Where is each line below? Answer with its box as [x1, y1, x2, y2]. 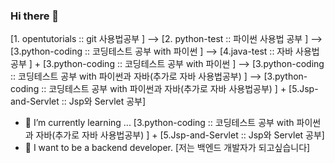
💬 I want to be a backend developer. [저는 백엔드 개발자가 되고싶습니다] [24, 142, 311, 154]
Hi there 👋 [10, 9, 60, 23]
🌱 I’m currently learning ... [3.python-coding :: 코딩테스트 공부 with [24, 117, 295, 129]
